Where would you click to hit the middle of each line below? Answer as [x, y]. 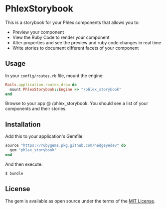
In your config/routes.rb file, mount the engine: [54, 76]
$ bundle [14, 173]
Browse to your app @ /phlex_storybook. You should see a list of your [77, 104]
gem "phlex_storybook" [33, 150]
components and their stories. [36, 109]
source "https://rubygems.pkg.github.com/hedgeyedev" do [66, 146]
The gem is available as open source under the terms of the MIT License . [80, 201]
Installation [23, 124]
